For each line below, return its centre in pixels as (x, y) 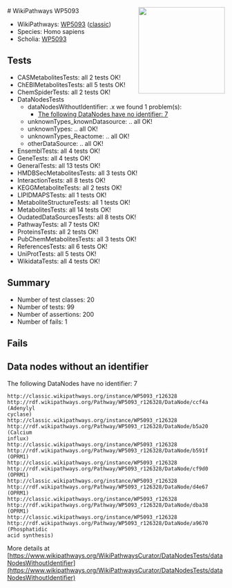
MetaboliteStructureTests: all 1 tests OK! (74, 202)
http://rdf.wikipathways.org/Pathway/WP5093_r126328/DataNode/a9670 (108, 523)
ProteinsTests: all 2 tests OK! (58, 232)
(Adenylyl (21, 408)
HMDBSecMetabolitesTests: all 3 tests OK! (77, 173)
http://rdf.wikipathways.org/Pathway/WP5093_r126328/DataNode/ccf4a (108, 402)
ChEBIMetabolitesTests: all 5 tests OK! (71, 84)
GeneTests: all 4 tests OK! (54, 158)
